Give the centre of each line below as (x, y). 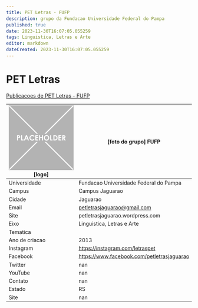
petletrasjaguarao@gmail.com (115, 207)
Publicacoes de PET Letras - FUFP (48, 96)
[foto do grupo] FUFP (134, 142)
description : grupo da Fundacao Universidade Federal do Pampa (85, 19)
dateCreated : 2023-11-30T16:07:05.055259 (58, 50)
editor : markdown (27, 43)
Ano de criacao (27, 240)
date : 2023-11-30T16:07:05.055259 (49, 31)
